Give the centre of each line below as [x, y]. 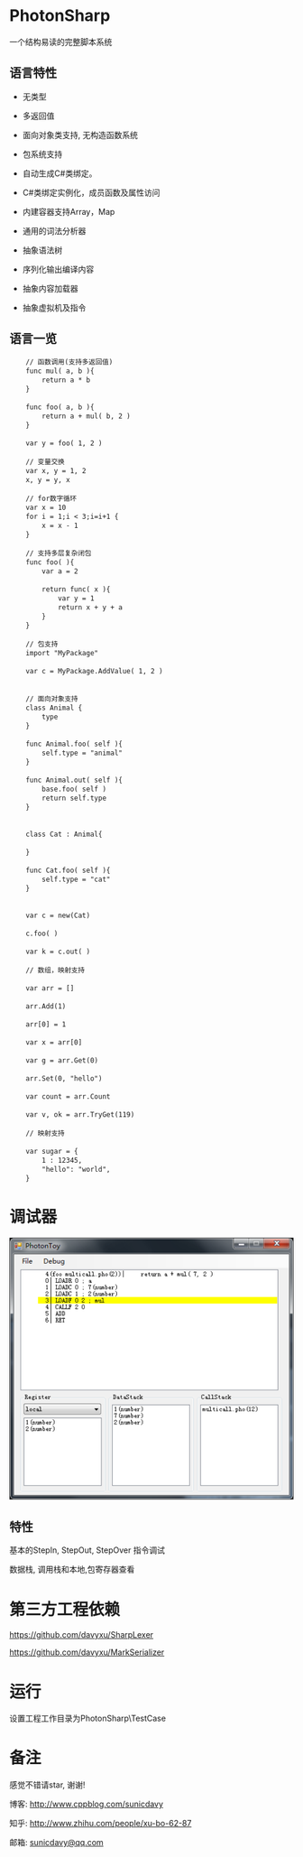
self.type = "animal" [83, 753]
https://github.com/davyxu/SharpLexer [82, 1635]
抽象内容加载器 [50, 288]
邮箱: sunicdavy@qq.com [56, 1843]
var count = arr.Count [68, 1096]
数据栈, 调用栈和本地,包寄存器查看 [72, 1569]
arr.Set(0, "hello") [64, 1078]
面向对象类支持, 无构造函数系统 [80, 135]
